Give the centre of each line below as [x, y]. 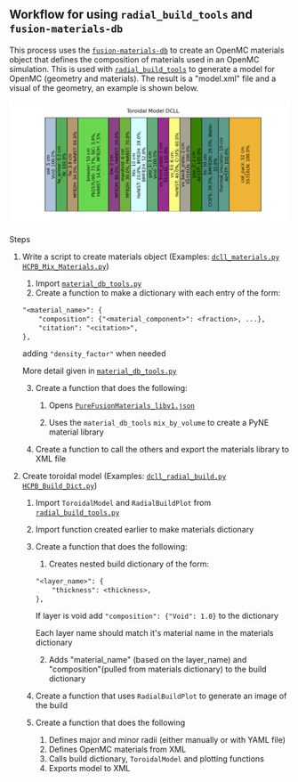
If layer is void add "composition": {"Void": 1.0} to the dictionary [157, 615]
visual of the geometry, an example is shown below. [104, 87]
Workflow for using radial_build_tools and [131, 15]
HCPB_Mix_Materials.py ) [65, 265]
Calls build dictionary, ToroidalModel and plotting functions [157, 758]
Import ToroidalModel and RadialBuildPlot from [123, 502]
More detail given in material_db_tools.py [99, 371]
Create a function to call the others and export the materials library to [162, 449]
